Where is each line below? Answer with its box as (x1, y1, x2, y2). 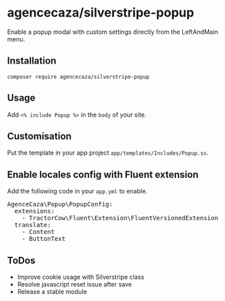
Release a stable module (17, 288, 88, 295)
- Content (21, 228, 55, 236)
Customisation (7, 130, 72, 142)
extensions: (14, 207, 55, 215)
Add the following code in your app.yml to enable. (7, 187, 148, 195)
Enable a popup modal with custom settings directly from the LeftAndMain (7, 28, 219, 36)
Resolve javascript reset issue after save (17, 280, 133, 288)
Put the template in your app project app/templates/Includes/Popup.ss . (7, 148, 208, 157)
